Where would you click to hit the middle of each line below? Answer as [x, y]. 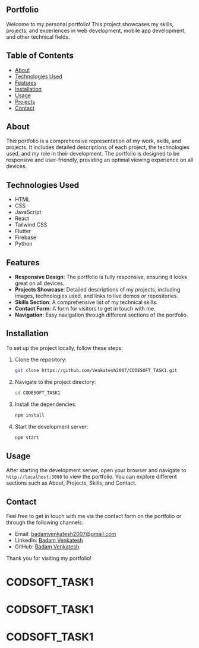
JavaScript [28, 212]
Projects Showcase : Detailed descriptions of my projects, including [97, 290]
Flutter [23, 231]
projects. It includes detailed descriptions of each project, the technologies [98, 147]
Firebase [26, 237]
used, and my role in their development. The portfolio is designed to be [93, 154]
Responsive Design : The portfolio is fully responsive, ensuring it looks [101, 277]
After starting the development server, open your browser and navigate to [96, 470]
